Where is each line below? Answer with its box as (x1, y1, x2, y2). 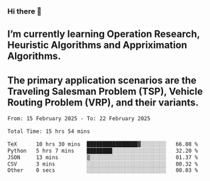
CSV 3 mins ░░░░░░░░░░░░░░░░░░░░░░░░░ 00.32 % (7, 160, 199, 168)
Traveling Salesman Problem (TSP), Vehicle (7, 85, 204, 98)
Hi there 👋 (7, 6, 43, 16)
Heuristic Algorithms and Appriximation (7, 39, 188, 52)
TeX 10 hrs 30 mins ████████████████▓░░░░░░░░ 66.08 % (7, 141, 199, 148)
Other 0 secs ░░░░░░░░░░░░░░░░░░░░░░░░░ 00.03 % (7, 167, 199, 174)
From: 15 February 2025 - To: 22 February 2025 (7, 115, 151, 122)
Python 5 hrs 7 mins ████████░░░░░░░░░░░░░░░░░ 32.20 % (7, 147, 199, 154)
